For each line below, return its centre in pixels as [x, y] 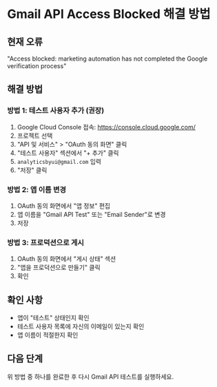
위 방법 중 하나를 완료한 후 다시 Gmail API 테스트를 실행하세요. [91, 377]
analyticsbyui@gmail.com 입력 [59, 161]
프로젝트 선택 [35, 136]
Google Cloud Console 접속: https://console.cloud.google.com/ [106, 127]
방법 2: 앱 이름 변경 [37, 189]
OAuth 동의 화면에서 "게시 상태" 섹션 [66, 259]
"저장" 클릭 [32, 170]
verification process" [37, 66]
